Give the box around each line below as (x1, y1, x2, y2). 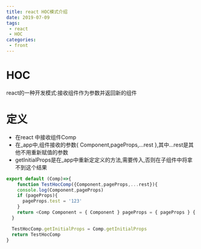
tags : (6, 20, 20, 26)
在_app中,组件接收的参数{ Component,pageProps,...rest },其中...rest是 (14, 141, 189, 148)
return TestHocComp (11, 232, 61, 238)
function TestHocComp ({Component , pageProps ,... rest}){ (17, 181, 158, 188)
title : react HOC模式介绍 (6, 8, 68, 15)
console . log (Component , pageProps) (17, 187, 104, 193)
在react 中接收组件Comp (14, 133, 77, 140)
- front (8, 43, 28, 49)
